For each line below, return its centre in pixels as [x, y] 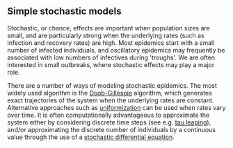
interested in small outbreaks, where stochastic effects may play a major [111, 64]
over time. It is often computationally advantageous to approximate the [109, 115]
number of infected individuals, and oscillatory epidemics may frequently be [116, 50]
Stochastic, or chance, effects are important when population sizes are [109, 28]
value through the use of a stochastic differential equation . [91, 137]
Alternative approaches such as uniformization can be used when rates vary [116, 107]
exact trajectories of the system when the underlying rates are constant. [111, 100]
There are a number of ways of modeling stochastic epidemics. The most [112, 85]
